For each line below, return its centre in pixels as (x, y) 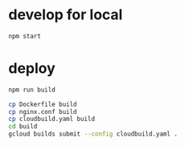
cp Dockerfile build (43, 104)
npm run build (32, 90)
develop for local (66, 15)
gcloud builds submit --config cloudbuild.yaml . (93, 134)
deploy (32, 68)
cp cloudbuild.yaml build (51, 119)
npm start (25, 36)
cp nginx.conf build (43, 112)
